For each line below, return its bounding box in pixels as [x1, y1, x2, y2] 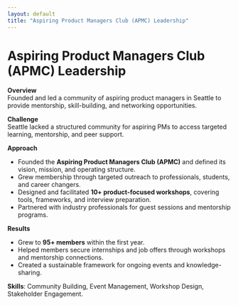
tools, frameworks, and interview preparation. [17, 196, 151, 204]
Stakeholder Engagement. [7, 289, 84, 299]
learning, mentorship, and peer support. [7, 130, 124, 139]
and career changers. [17, 181, 81, 189]
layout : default [7, 10, 55, 18]
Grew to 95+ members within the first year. [17, 238, 145, 247]
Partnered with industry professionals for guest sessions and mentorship [17, 203, 231, 212]
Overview [7, 86, 37, 95]
